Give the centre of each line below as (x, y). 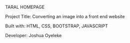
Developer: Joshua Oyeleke (34, 35)
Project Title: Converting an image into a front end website (65, 16)
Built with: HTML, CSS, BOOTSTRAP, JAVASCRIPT (57, 26)
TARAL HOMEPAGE (25, 7)
